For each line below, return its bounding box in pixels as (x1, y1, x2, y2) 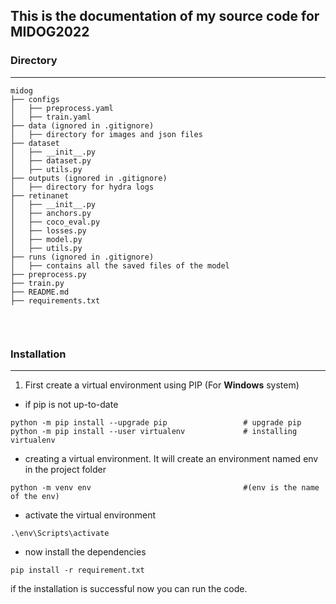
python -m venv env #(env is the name (10, 482, 320, 493)
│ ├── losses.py (10, 225, 87, 236)
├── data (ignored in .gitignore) (10, 120, 155, 131)
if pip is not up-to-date (24, 398, 119, 410)
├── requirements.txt (10, 295, 101, 306)
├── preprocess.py (10, 269, 87, 279)
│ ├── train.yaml (10, 112, 92, 122)
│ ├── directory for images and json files (10, 129, 203, 139)
